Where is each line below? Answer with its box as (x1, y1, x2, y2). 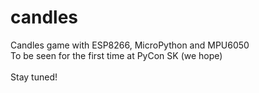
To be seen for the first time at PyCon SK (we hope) (10, 49, 223, 61)
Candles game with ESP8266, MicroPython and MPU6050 (10, 39, 250, 51)
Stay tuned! (10, 71, 58, 83)
